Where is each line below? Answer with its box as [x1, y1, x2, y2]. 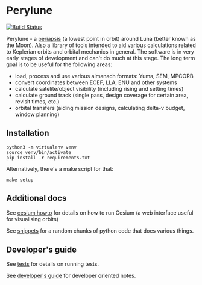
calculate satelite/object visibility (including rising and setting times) [14, 85, 184, 92]
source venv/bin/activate [6, 149, 71, 155]
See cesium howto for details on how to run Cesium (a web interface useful [6, 209, 194, 216]
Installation [6, 128, 49, 138]
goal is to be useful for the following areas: [6, 61, 113, 68]
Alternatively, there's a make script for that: [6, 165, 113, 172]
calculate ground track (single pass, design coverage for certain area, [14, 91, 189, 99]
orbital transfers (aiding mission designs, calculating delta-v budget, [14, 104, 185, 111]
